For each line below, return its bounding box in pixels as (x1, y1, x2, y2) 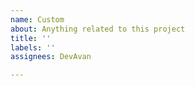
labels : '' (10, 42, 56, 53)
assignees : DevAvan (10, 52, 92, 62)
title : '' (10, 33, 52, 43)
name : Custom (10, 14, 65, 25)
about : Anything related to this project (10, 24, 186, 34)
